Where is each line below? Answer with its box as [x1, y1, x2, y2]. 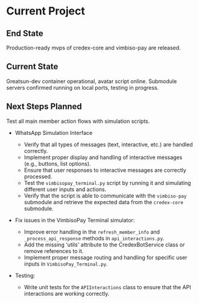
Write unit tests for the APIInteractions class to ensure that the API [24, 283, 191, 290]
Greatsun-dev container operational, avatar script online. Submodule [6, 77, 177, 85]
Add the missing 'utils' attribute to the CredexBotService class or [24, 241, 185, 248]
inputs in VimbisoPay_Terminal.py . [24, 260, 109, 267]
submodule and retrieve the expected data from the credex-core [24, 198, 184, 205]
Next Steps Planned [6, 101, 83, 112]
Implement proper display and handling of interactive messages [24, 154, 183, 161]
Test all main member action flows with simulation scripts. [6, 117, 150, 125]
